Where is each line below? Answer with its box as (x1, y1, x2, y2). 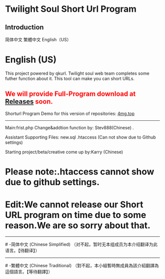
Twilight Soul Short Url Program (5, 3, 137, 15)
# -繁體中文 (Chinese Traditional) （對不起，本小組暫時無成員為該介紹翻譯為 (5, 262, 159, 268)
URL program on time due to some (5, 210, 146, 221)
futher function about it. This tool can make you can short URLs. (5, 75, 135, 82)
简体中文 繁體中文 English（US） (5, 37, 71, 42)
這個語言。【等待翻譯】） (5, 269, 53, 275)
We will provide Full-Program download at (5, 90, 136, 98)
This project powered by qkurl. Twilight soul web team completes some (5, 70, 150, 76)
